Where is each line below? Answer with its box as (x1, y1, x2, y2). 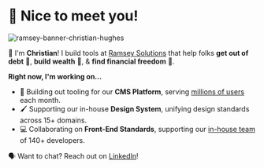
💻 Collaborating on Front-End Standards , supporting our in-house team (19, 124, 256, 133)
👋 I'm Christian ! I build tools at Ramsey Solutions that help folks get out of (8, 48, 249, 57)
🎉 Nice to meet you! (8, 7, 139, 25)
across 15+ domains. (19, 115, 87, 125)
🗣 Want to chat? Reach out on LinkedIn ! (8, 151, 139, 160)
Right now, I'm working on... (8, 71, 102, 81)
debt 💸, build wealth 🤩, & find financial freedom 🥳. (8, 57, 175, 66)
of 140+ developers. (19, 135, 85, 144)
